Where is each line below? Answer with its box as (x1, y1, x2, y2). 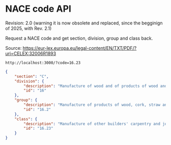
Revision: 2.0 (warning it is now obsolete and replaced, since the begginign (5, 20, 163, 26)
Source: (5, 45, 22, 51)
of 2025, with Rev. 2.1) (5, 25, 52, 31)
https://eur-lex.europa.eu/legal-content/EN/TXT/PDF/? (22, 45, 137, 51)
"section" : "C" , (14, 74, 49, 79)
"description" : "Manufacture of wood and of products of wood (23, 83, 158, 89)
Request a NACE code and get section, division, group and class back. (5, 35, 153, 41)
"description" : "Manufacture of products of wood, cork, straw (23, 102, 160, 107)
